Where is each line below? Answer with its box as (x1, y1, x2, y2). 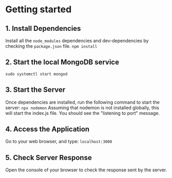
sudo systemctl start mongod (5, 71, 68, 76)
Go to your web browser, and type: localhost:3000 (5, 139, 112, 145)
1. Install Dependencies (5, 24, 81, 33)
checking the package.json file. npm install (5, 43, 98, 49)
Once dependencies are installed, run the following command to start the (5, 99, 160, 105)
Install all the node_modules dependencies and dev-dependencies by (5, 37, 149, 44)
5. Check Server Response (5, 153, 92, 162)
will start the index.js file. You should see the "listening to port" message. (5, 110, 160, 116)
